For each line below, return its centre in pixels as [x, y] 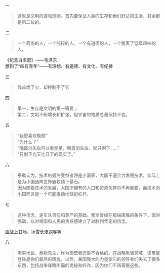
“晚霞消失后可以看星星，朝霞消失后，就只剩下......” [68, 148]
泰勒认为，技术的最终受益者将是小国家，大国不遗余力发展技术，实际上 [89, 175]
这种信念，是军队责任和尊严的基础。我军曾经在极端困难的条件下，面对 [89, 215]
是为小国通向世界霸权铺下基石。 [50, 181]
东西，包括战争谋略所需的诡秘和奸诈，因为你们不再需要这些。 [80, 265]
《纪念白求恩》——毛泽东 [31, 60]
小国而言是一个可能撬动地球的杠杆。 [54, 194]
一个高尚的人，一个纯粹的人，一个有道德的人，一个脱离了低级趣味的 [86, 43]
